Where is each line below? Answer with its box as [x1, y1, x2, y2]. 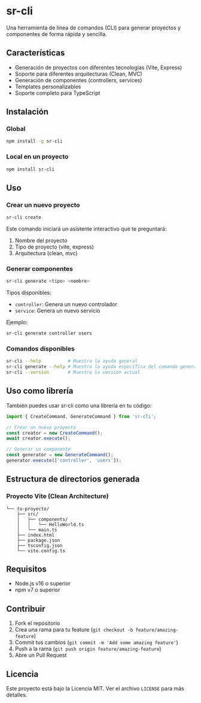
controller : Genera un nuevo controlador [14, 301, 118, 308]
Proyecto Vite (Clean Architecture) [6, 492, 109, 501]
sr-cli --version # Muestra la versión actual [6, 369, 141, 376]
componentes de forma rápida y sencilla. [6, 30, 107, 37]
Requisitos [6, 564, 47, 575]
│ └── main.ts [17, 526, 58, 533]
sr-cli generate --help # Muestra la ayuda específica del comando [6, 364, 178, 370]
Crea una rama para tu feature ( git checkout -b [14, 626, 133, 633]
